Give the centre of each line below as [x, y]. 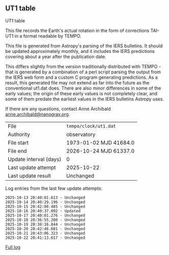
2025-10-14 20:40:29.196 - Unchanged [45, 202]
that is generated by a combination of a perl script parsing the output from [83, 72]
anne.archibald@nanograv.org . [38, 114]
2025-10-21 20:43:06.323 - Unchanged [45, 233]
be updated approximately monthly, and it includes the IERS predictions [80, 51]
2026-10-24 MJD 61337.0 [100, 151]
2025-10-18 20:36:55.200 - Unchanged [45, 220]
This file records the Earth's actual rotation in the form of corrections [77, 31]
